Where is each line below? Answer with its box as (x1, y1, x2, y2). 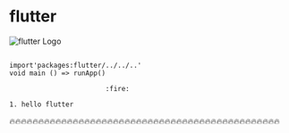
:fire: (105, 84, 130, 93)
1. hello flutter (9, 100, 74, 109)
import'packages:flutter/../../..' (9, 61, 142, 70)
